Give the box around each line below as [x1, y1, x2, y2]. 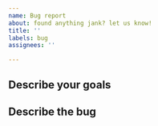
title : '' [8, 26, 42, 34]
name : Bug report [8, 11, 67, 20]
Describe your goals [8, 77, 111, 92]
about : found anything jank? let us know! [8, 19, 152, 27]
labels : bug [8, 33, 48, 42]
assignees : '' [8, 41, 56, 49]
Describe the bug [8, 104, 96, 118]
